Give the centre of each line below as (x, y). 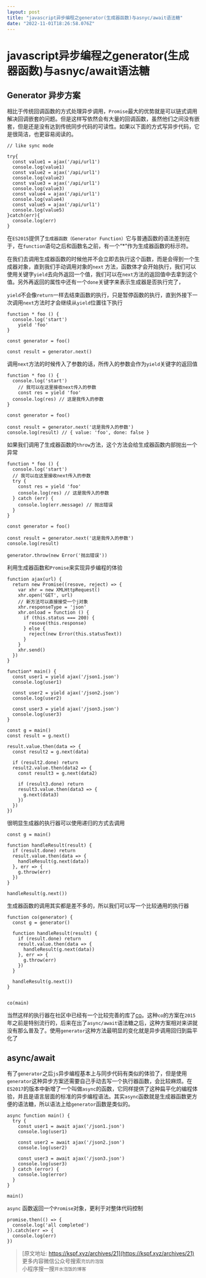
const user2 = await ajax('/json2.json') (71, 1143)
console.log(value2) (39, 178)
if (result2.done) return (46, 763)
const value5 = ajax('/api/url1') (56, 205)
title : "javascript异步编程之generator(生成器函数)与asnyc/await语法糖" (95, 18)
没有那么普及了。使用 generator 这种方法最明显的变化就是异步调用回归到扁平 (102, 1030)
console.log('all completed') (51, 1225)
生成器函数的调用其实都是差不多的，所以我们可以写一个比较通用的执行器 (98, 906)
